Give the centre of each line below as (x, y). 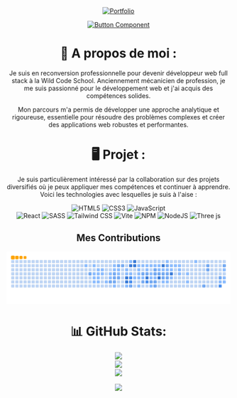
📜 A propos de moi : (118, 54)
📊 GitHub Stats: (118, 331)
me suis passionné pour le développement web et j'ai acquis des (118, 88)
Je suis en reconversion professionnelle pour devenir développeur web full (118, 73)
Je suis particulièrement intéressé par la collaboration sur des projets (118, 179)
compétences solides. (118, 95)
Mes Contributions (118, 238)
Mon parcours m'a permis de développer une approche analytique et (118, 109)
